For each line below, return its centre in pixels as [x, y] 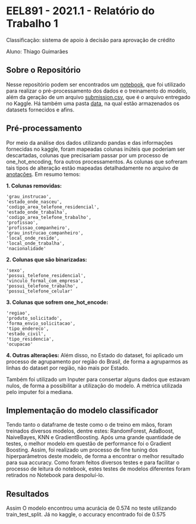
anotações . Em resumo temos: [43, 174]
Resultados [28, 494]
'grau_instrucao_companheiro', [45, 233]
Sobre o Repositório [44, 70]
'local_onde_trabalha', [36, 243]
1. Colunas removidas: [34, 186]
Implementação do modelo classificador [82, 410]
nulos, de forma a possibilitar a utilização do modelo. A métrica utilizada [94, 385]
